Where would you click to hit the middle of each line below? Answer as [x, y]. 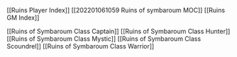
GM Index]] [23, 18]
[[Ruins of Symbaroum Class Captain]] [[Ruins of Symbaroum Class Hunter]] [118, 31]
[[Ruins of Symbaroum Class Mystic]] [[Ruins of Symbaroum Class [104, 39]
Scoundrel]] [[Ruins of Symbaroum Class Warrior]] [81, 46]
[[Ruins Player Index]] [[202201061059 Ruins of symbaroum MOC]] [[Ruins [116, 10]
